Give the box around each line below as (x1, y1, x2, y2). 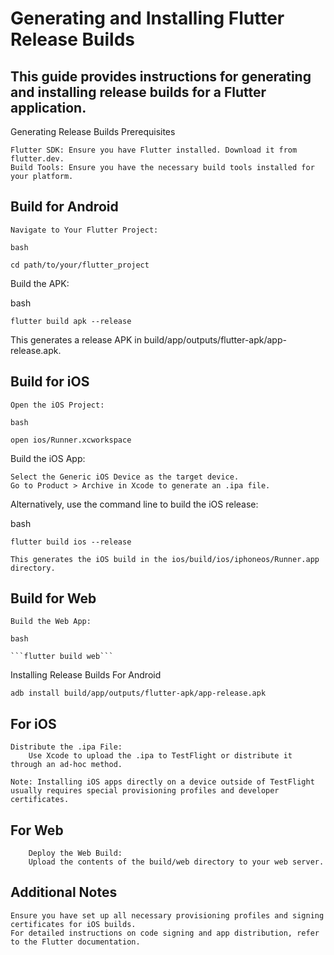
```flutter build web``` (10, 652, 114, 662)
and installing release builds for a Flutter (10, 83, 267, 101)
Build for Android (10, 198, 119, 216)
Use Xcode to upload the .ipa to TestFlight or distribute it (28, 751, 293, 761)
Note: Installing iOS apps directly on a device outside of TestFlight (10, 777, 315, 787)
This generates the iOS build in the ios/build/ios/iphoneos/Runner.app (10, 554, 320, 564)
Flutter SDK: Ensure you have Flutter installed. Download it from (10, 145, 298, 155)
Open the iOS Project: (10, 400, 105, 410)
